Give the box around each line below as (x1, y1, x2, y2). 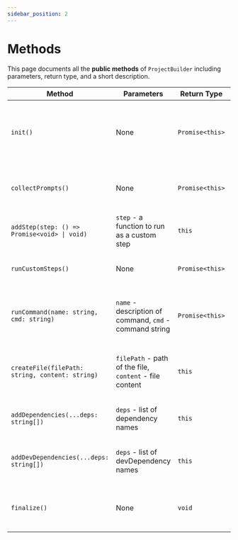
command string (115, 324, 171, 334)
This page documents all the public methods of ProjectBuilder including (7, 64, 222, 73)
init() (11, 128, 33, 136)
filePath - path (115, 353, 169, 363)
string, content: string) (11, 371, 98, 379)
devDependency (115, 456, 171, 466)
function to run (115, 221, 165, 231)
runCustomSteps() (11, 264, 69, 273)
